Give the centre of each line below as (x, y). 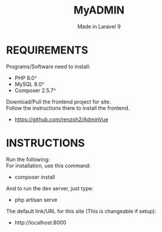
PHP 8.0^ (26, 78)
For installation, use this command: (49, 166)
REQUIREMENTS (47, 50)
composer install (35, 177)
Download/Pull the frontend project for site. (59, 102)
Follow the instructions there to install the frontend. (68, 108)
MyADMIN (99, 10)
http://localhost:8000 (40, 222)
